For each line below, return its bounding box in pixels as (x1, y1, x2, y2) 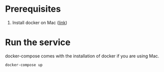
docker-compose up (5, 62, 43, 67)
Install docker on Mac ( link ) (12, 20, 68, 25)
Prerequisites (5, 3, 61, 15)
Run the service (5, 37, 71, 48)
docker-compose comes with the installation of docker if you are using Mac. (5, 53, 160, 59)
